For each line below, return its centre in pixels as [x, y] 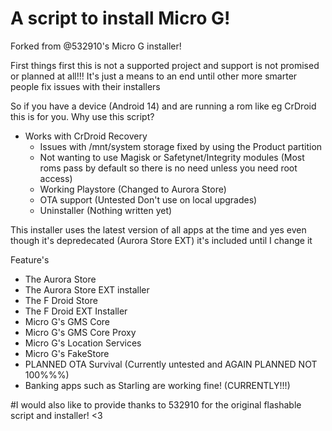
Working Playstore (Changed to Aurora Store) [133, 189]
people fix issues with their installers [85, 86]
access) [56, 178]
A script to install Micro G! [120, 18]
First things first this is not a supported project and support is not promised [165, 65]
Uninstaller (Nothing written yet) [106, 210]
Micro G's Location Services [83, 343]
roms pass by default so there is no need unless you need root [168, 168]
